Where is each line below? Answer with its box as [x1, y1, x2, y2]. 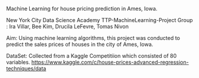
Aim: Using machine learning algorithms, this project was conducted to [6, 35, 181, 41]
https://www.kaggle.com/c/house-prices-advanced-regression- [31, 59, 189, 65]
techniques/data [6, 65, 46, 72]
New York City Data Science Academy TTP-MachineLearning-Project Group [6, 17, 193, 23]
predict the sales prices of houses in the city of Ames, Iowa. [6, 41, 154, 48]
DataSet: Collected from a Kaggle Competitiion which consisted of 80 [6, 52, 177, 59]
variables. [6, 59, 30, 65]
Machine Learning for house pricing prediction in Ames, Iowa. [6, 5, 158, 12]
